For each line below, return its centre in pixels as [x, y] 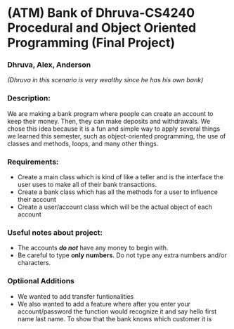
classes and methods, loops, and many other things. [83, 143]
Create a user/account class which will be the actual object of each [115, 207]
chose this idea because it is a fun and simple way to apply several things [114, 129]
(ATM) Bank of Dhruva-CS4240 [101, 13]
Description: [29, 98]
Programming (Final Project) [91, 43]
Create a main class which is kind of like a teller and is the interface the [120, 177]
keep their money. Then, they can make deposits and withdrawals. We [109, 121]
